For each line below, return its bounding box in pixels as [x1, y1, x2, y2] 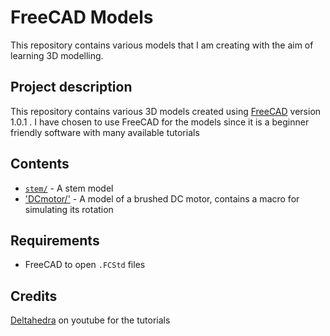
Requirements [10, 232, 100, 249]
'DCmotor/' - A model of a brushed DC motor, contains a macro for [24, 192, 300, 205]
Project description [10, 79, 133, 96]
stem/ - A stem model [24, 182, 114, 194]
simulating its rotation [24, 203, 114, 215]
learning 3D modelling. [10, 49, 104, 61]
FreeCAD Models [10, 6, 154, 29]
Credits [10, 287, 58, 305]
